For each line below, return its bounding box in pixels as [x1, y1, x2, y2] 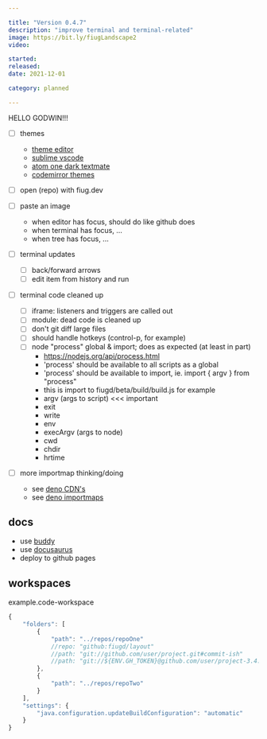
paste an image [19, 200, 71, 211]
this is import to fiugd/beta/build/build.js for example [43, 385, 216, 395]
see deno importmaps [31, 492, 104, 502]
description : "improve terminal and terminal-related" [8, 25, 194, 34]
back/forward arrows [31, 266, 101, 274]
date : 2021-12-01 [8, 70, 66, 78]
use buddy [19, 536, 56, 546]
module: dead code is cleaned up [31, 315, 141, 325]
